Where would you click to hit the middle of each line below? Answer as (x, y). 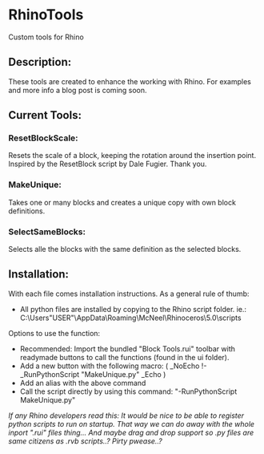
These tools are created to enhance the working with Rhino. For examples (130, 81)
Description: (40, 62)
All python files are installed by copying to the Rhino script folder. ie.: (133, 309)
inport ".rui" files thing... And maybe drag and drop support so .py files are (131, 432)
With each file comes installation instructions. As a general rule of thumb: (129, 294)
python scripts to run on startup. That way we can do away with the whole (131, 424)
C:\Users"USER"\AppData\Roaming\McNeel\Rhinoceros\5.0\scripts (130, 318)
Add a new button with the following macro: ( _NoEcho (110, 366)
